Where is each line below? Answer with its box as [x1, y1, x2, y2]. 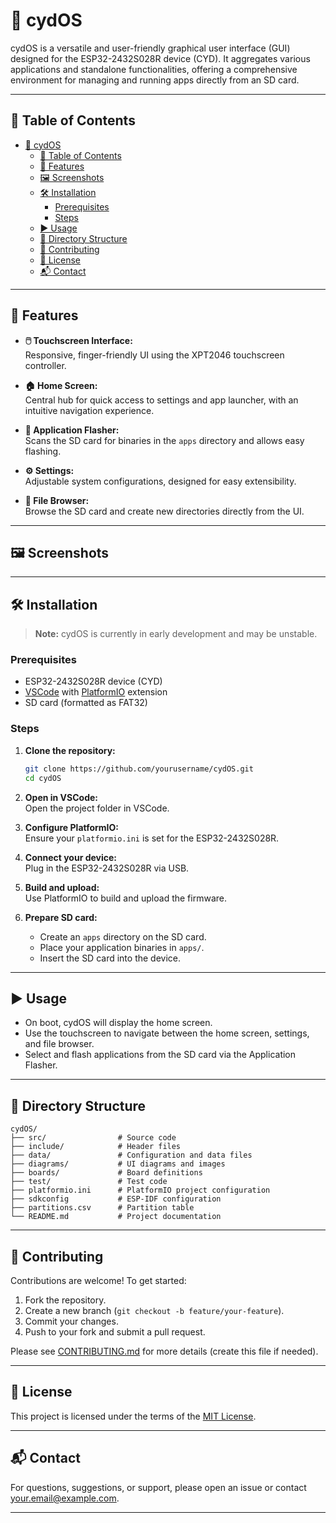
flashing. [24, 445, 62, 457]
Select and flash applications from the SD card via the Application [24, 1049, 297, 1061]
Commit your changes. [24, 1315, 119, 1327]
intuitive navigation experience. [24, 404, 155, 416]
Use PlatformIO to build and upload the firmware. [24, 892, 227, 904]
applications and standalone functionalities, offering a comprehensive [10, 63, 298, 75]
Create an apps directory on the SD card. [39, 930, 207, 943]
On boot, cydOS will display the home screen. [24, 1017, 213, 1029]
